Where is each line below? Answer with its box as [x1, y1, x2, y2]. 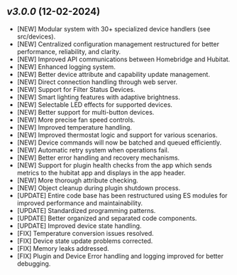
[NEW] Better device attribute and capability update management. [16, 70, 211, 78]
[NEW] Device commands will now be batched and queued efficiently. [16, 138, 222, 147]
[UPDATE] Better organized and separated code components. [16, 214, 197, 222]
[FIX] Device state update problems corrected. [16, 237, 153, 245]
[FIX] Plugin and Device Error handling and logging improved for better [16, 251, 224, 260]
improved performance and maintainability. [16, 199, 143, 207]
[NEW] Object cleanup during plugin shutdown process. [16, 183, 181, 192]
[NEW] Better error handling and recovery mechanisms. [16, 153, 180, 162]
